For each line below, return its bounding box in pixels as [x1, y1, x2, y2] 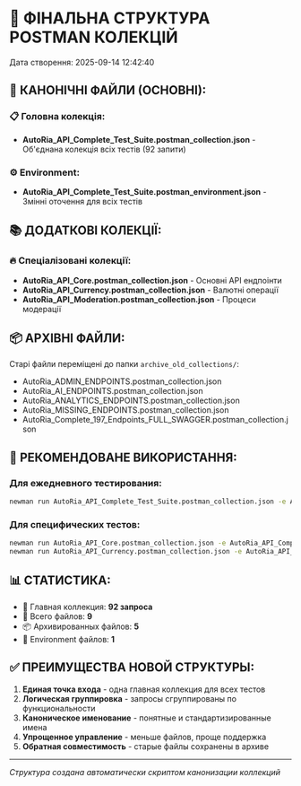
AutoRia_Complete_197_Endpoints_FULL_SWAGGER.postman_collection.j [21, 415, 288, 425]
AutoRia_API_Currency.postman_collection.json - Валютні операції [21, 284, 279, 295]
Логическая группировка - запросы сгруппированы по [21, 693, 237, 703]
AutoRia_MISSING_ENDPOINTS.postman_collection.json [21, 405, 229, 415]
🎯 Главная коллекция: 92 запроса [21, 601, 153, 612]
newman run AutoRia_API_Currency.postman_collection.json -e [9, 547, 243, 556]
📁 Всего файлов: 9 [21, 610, 92, 622]
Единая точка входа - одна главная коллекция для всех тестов [21, 684, 266, 694]
